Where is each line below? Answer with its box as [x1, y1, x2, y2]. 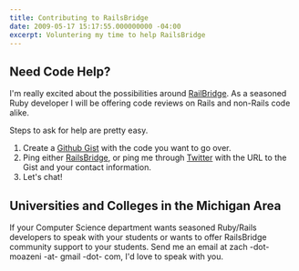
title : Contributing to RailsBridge [9, 13, 149, 23]
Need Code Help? [9, 64, 111, 79]
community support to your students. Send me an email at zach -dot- [9, 242, 270, 252]
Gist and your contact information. [22, 162, 152, 173]
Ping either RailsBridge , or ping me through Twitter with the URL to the [22, 152, 287, 164]
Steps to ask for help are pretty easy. [9, 125, 149, 136]
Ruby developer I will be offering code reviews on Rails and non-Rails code [9, 97, 291, 109]
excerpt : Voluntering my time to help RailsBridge [9, 30, 206, 39]
